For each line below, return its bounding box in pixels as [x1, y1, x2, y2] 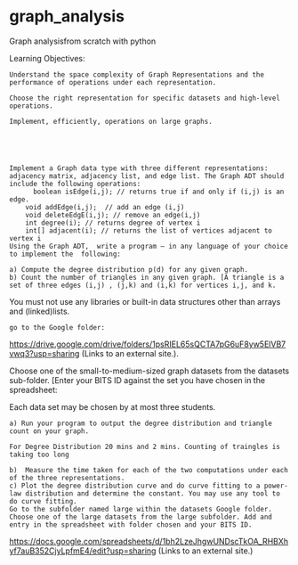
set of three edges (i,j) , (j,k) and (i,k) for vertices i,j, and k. [9, 281, 277, 290]
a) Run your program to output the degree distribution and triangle [9, 419, 273, 428]
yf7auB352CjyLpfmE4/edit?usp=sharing [9, 545, 157, 556]
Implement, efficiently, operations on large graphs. [9, 117, 213, 126]
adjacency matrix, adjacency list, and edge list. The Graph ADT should [9, 171, 285, 180]
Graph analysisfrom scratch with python [9, 36, 157, 46]
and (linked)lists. [9, 306, 70, 316]
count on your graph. [9, 426, 90, 436]
